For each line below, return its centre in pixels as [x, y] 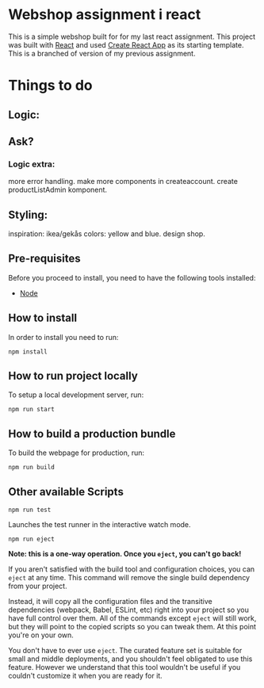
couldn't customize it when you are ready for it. [85, 676]
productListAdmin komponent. [58, 190]
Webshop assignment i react [105, 15]
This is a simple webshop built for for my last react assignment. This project [132, 36]
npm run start [32, 410]
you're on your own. [41, 635]
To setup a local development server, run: [76, 395]
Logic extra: [32, 164]
